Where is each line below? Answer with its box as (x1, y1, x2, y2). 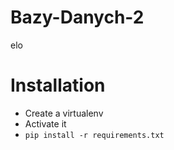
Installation (10, 74, 106, 97)
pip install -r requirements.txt (24, 130, 165, 140)
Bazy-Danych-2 (10, 6, 145, 29)
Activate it (24, 117, 67, 130)
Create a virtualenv (24, 107, 104, 119)
